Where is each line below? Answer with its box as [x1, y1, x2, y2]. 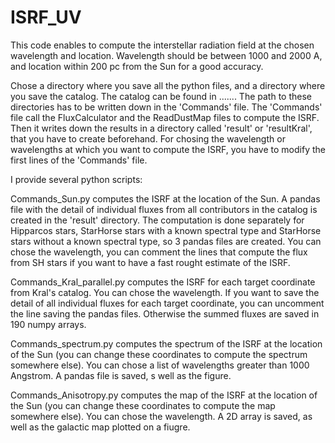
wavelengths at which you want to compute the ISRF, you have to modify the [10, 143, 326, 155]
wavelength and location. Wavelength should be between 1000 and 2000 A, [10, 49, 323, 61]
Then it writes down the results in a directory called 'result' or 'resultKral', [10, 122, 313, 134]
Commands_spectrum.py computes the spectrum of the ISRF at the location [10, 337, 323, 350]
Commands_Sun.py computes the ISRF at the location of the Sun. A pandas [10, 192, 321, 205]
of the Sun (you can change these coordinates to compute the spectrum [10, 348, 308, 360]
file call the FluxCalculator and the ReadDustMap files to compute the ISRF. [10, 111, 320, 123]
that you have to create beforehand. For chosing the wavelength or [10, 132, 286, 145]
